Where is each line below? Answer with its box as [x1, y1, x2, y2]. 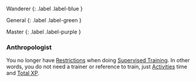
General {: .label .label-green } [6, 17, 82, 23]
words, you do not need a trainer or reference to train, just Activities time [6, 63, 188, 71]
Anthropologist [6, 43, 52, 51]
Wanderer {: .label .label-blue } [6, 5, 83, 12]
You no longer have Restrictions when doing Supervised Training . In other [6, 57, 190, 64]
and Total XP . [6, 69, 39, 77]
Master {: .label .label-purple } [6, 28, 82, 35]
